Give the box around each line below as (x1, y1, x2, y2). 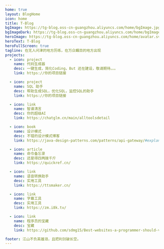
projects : (5, 52, 25, 58)
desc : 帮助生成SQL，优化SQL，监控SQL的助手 (14, 88, 94, 93)
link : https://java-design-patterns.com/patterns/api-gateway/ (14, 138, 145, 143)
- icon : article (9, 147, 42, 152)
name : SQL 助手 (14, 84, 43, 89)
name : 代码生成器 (14, 62, 45, 66)
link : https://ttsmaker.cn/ (14, 183, 71, 188)
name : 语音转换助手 (14, 174, 49, 179)
